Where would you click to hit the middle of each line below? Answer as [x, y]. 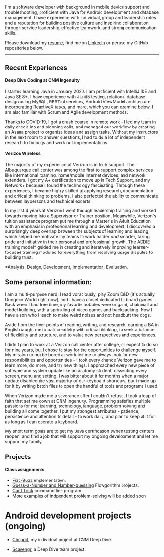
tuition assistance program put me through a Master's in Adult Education [78, 221]
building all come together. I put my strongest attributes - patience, [72, 411]
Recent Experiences [36, 68]
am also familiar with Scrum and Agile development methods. [67, 112]
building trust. [19, 257]
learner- [141, 247]
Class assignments [25, 469]
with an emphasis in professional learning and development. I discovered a [80, 226]
